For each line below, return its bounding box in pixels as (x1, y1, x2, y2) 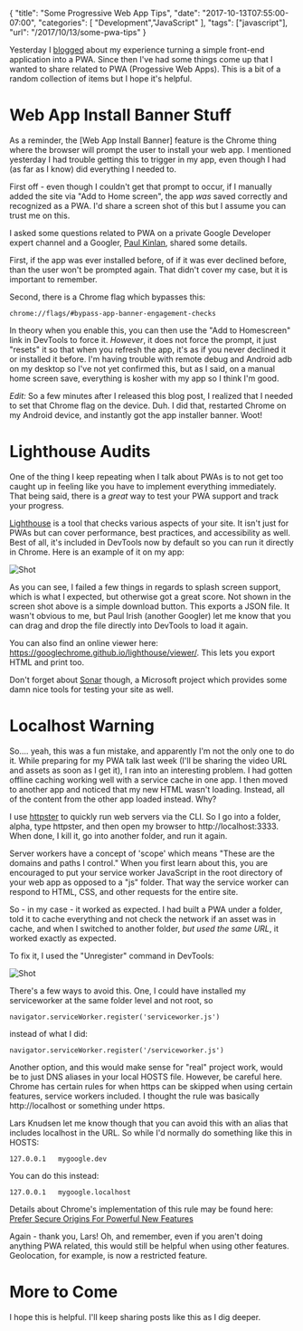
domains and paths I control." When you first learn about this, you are (9, 857, 269, 868)
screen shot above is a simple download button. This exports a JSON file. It (9, 601, 290, 612)
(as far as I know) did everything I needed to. (9, 163, 176, 175)
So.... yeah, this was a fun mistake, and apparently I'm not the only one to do (9, 746, 295, 756)
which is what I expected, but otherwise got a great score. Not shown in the (9, 591, 291, 602)
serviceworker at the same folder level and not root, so (9, 994, 213, 1005)
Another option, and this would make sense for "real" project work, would (9, 1061, 283, 1072)
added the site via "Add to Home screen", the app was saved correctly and (9, 190, 288, 202)
